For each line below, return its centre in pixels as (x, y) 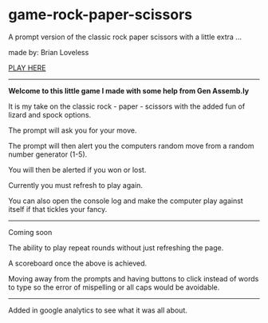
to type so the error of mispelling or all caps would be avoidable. (114, 287)
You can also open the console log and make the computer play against (126, 201)
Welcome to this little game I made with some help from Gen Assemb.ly (129, 90)
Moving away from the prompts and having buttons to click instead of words (134, 278)
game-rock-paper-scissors (100, 15)
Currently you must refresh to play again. (76, 185)
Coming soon (30, 232)
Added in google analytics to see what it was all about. (98, 310)
